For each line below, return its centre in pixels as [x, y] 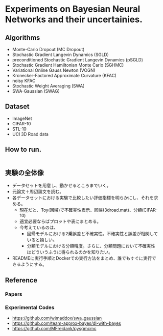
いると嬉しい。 [42, 240]
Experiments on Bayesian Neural [73, 9]
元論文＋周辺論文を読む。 [38, 192]
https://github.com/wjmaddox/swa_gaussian [57, 318]
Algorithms [23, 38]
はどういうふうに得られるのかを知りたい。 [70, 252]
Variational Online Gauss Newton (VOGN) [54, 70]
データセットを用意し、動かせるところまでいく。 [61, 186]
